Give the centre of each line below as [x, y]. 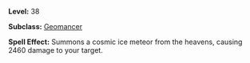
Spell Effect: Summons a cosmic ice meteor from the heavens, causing [125, 42]
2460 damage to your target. [56, 50]
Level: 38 [24, 11]
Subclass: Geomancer [46, 26]
